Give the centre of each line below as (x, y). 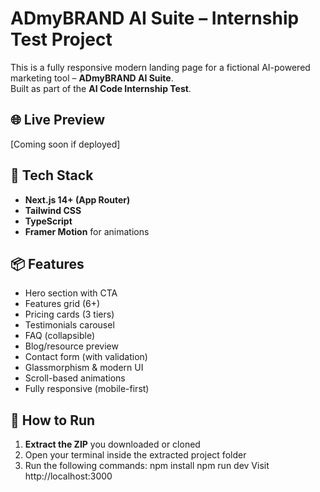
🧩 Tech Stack (52, 175)
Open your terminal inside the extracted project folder (135, 455)
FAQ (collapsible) (60, 336)
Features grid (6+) (62, 304)
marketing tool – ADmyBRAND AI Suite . (92, 78)
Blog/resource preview (71, 346)
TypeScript (48, 221)
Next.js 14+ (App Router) (77, 199)
